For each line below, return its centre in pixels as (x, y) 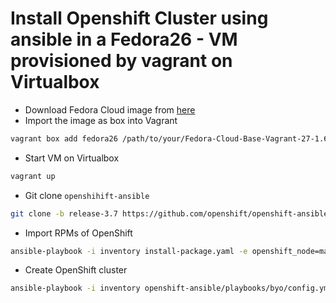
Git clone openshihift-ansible (87, 195)
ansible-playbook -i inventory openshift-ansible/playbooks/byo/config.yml (171, 288)
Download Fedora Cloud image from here (110, 109)
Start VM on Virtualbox (72, 158)
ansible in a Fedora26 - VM (124, 39)
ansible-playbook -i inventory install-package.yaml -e (129, 251)
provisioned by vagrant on (121, 61)
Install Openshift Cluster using (139, 18)
